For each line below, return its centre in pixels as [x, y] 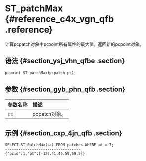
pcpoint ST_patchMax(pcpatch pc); [41, 73]
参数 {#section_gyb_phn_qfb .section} [65, 89]
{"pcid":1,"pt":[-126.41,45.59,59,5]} [45, 154]
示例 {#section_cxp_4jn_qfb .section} [64, 133]
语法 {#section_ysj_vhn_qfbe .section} [65, 61]
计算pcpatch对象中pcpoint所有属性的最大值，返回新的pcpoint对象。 [74, 44]
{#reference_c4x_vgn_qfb [60, 19]
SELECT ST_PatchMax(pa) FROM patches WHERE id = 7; [59, 145]
